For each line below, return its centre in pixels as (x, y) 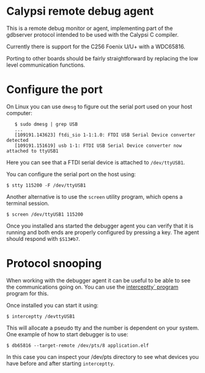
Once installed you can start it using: (53, 305)
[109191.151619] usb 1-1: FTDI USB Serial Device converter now (98, 146)
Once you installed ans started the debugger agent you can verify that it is (100, 226)
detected (17, 140)
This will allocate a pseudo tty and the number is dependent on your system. (103, 328)
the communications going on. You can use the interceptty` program (92, 287)
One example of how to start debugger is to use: (67, 334)
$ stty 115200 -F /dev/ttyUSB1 (46, 185)
